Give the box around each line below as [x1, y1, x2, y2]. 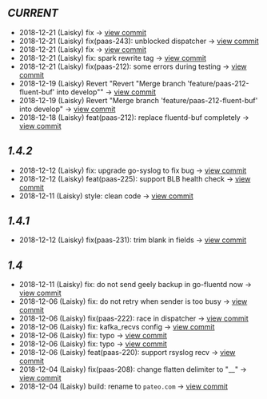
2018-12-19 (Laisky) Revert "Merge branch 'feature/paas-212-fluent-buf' [18, 95, 258, 105]
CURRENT [7, 6, 59, 20]
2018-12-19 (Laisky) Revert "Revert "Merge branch [18, 78, 185, 88]
